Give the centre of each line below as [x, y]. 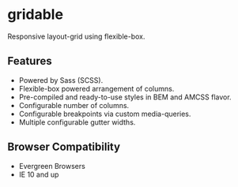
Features [30, 61]
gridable [36, 15]
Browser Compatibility [64, 147]
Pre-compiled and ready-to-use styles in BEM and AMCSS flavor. [125, 97]
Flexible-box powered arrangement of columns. [96, 88]
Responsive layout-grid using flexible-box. [76, 36]
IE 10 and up [39, 174]
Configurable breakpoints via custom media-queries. [105, 114]
